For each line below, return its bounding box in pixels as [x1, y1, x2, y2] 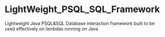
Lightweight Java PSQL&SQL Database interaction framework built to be [5, 20, 155, 26]
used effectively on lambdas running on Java [5, 25, 98, 31]
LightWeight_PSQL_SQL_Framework [5, 4, 160, 15]
